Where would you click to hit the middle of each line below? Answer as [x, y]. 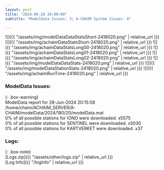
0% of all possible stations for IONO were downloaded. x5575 [68, 118]
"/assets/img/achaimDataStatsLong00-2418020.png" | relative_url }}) [82, 48]
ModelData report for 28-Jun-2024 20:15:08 [50, 102]
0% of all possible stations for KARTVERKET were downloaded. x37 [74, 128]
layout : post [19, 10]
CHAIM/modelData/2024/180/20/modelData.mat [54, 113]
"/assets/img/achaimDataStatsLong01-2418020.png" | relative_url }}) [82, 53]
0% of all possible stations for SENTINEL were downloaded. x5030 [73, 123]
